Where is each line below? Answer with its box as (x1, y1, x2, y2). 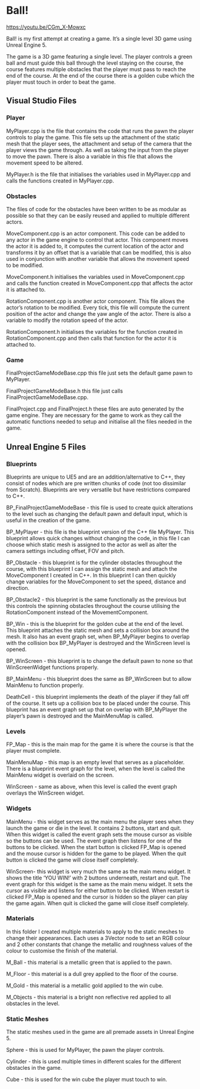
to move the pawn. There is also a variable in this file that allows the (6, 153, 173, 160)
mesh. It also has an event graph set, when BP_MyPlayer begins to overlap (6, 632, 190, 640)
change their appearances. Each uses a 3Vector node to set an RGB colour (6, 934, 190, 941)
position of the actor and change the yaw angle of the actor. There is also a (6, 310, 191, 317)
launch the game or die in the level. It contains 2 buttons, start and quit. (6, 824, 181, 832)
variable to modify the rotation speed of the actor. (6, 317, 128, 324)
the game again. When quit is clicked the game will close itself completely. (6, 899, 189, 907)
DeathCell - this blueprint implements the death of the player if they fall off (6, 693, 189, 700)
